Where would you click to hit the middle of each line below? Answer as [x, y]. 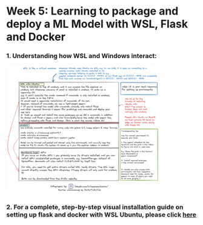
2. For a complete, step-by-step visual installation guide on [95, 207]
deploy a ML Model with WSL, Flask [97, 24]
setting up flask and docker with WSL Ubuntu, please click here [101, 215]
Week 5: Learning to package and [92, 11]
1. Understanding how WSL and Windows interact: [82, 56]
